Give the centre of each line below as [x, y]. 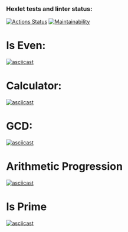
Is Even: [26, 46]
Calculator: [34, 86]
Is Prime [27, 207]
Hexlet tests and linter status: [49, 9]
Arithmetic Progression [64, 167]
